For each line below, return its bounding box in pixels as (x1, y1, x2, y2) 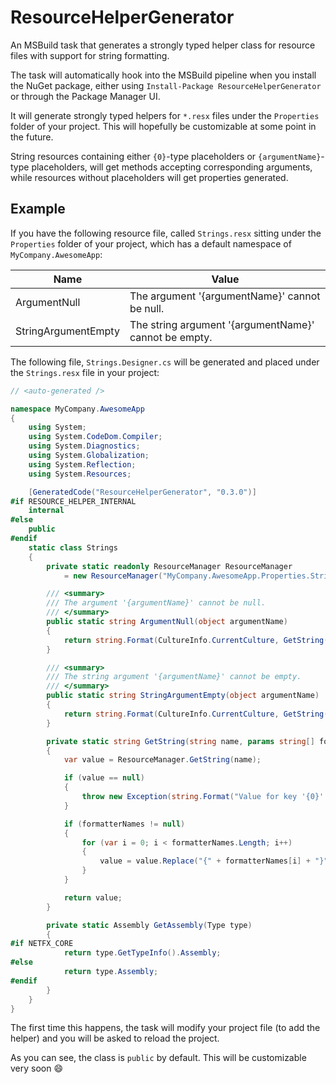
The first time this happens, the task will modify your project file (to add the (10, 1022, 321, 1034)
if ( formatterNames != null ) (63, 819, 186, 829)
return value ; (63, 892, 123, 903)
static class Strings (28, 542, 118, 553)
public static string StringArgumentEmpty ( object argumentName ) (46, 691, 320, 701)
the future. (10, 131, 54, 143)
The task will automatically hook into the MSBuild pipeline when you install (10, 69, 317, 81)
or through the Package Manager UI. (10, 90, 161, 102)
